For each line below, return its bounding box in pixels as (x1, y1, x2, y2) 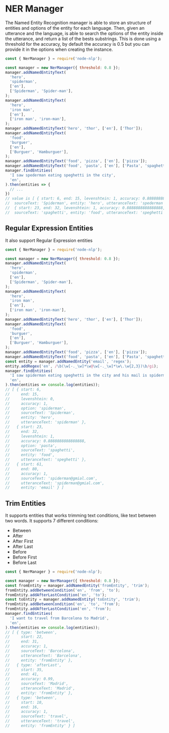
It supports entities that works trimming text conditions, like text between (5, 512, 156, 518)
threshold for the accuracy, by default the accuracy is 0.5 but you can (5, 41, 150, 47)
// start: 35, (5, 667, 44, 672)
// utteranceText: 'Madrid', (5, 686, 75, 691)
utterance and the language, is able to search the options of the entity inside (5, 30, 163, 36)
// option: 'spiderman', (5, 406, 66, 411)
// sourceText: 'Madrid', (5, 681, 69, 686)
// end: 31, (5, 639, 39, 644)
